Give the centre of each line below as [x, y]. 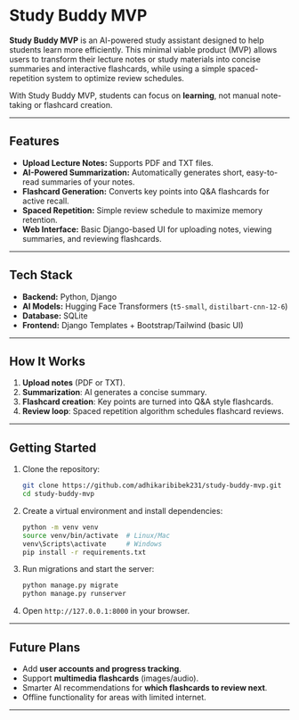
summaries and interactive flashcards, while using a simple [117, 69]
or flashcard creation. [73, 104]
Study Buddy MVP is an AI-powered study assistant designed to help [137, 40]
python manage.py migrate [70, 585]
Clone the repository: [61, 469]
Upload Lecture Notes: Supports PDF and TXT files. [117, 162]
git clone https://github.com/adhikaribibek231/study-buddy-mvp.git [152, 486]
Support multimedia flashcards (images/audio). [110, 678]
